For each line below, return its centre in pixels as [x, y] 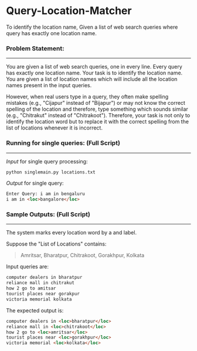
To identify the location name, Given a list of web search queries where [92, 27]
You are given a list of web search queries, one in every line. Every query [94, 67]
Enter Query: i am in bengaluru [45, 194]
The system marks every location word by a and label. [71, 233]
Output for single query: [35, 183]
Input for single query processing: [47, 161]
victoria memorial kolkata [39, 299]
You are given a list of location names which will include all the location [92, 79]
